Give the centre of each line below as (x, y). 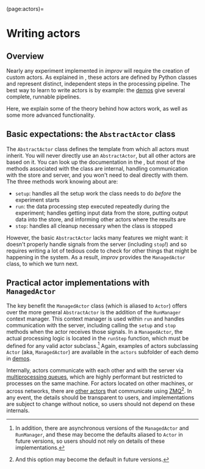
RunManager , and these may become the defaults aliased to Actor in (99, 434)
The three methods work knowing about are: (62, 181)
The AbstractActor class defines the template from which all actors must (98, 149)
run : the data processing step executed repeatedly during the (92, 206)
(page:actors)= (25, 9)
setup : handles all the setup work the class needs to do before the (98, 193)
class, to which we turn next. (42, 264)
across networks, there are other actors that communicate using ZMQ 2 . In (99, 390)
